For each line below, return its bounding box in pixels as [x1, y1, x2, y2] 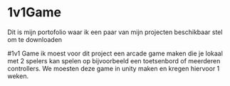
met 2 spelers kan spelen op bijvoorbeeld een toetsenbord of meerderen [7, 56, 221, 65]
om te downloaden [7, 35, 63, 43]
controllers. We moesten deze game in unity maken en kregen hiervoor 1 [7, 64, 220, 72]
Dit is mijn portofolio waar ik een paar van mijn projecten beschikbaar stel [7, 28, 223, 36]
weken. [7, 72, 29, 80]
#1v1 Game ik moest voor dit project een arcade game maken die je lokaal [7, 49, 223, 58]
